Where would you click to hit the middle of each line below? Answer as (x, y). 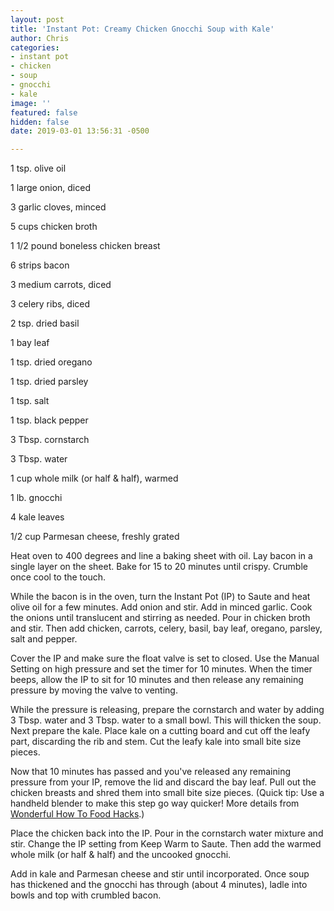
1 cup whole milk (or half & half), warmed (94, 478)
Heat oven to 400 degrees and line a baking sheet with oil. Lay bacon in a (161, 556)
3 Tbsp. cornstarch (50, 440)
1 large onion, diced (50, 188)
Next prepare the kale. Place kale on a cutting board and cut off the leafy (160, 731)
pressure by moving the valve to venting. (94, 690)
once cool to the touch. (58, 577)
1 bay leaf (30, 343)
